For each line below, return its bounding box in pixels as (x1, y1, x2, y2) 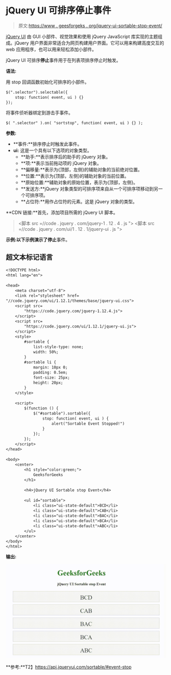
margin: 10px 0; (33, 364, 68, 370)
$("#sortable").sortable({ (33, 410, 91, 416)
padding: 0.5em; (33, 369, 68, 375)
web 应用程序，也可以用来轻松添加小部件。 (6, 46, 96, 52)
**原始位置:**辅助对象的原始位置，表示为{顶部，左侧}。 (20, 179, 138, 185)
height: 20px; (33, 380, 63, 385)
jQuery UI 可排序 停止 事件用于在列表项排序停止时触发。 (6, 57, 121, 63)
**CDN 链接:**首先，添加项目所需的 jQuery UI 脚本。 (6, 209, 118, 215)
